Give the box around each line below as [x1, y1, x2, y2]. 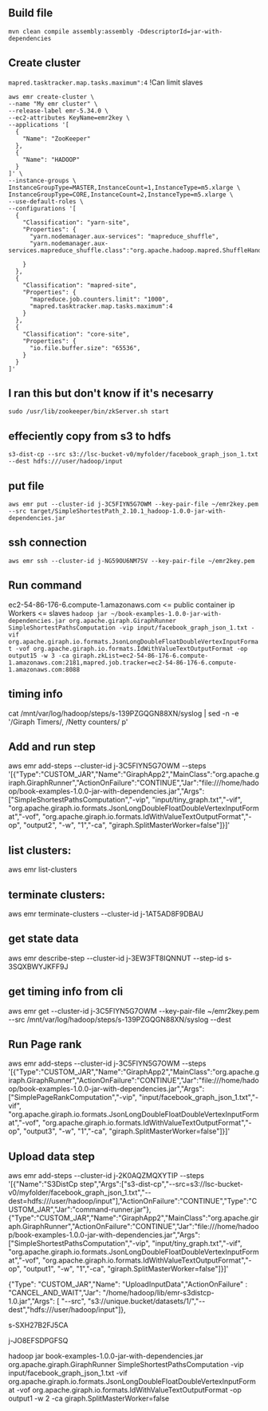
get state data [8, 932, 79, 946]
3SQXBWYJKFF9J [8, 961, 69, 972]
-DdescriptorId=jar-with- [136, 27, 223, 35]
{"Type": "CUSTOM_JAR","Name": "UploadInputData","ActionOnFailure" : [8, 1279, 248, 1289]
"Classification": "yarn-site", [22, 219, 130, 227]
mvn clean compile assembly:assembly [8, 27, 134, 35]
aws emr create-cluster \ [8, 93, 94, 101]
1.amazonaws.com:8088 [8, 665, 81, 673]
